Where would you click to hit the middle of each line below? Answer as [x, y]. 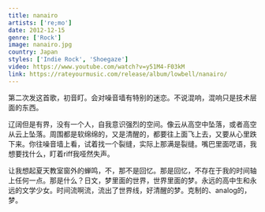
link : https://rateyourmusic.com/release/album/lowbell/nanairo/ [118, 74]
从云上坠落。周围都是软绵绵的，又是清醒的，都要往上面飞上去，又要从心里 [129, 134]
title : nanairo [33, 15]
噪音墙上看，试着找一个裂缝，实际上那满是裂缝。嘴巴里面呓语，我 [149, 143]
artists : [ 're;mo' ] [40, 23]
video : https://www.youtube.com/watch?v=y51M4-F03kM [97, 67]
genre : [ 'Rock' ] [35, 37]
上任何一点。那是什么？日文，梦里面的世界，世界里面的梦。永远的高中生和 [129, 180]
